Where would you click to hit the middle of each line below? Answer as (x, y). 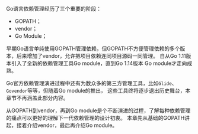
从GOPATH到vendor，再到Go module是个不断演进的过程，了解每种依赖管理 (98, 110)
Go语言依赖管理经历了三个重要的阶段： (54, 9)
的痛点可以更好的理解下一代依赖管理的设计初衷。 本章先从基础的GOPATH (95, 118)
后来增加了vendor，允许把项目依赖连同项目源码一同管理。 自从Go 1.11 (101, 56)
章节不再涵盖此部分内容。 (37, 98)
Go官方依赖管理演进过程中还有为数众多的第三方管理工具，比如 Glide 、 (92, 83)
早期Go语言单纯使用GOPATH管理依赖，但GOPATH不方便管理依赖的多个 (93, 48)
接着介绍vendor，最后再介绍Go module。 (67, 125)
